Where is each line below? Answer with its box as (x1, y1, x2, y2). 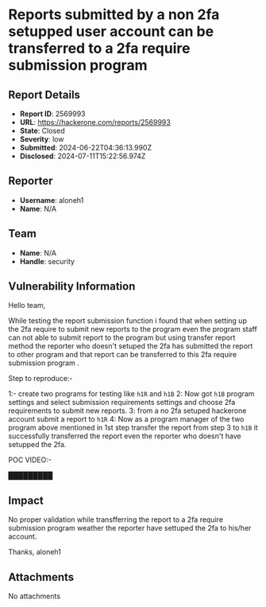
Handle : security (19, 256, 75, 266)
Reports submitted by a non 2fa (8, 6, 220, 24)
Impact (8, 493, 44, 507)
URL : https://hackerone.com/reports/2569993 (19, 118, 171, 126)
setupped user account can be (8, 22, 214, 41)
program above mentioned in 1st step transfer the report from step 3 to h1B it (8, 423, 258, 433)
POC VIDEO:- (8, 455, 52, 465)
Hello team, (8, 301, 46, 310)
